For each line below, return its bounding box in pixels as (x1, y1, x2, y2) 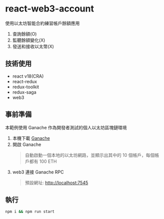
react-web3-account (5, 3, 94, 15)
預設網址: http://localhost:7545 (24, 179, 88, 185)
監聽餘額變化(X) (12, 37, 45, 43)
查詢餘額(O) (12, 31, 37, 37)
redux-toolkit (12, 84, 39, 90)
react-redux (12, 78, 37, 84)
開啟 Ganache (12, 141, 41, 147)
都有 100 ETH (29, 158, 57, 164)
